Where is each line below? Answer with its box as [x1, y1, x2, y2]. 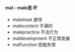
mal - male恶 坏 [5, 4, 37, 10]
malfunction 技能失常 [12, 41, 56, 47]
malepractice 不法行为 [12, 29, 58, 35]
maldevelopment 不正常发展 [12, 35, 70, 41]
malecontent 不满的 [12, 23, 53, 29]
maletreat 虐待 [12, 16, 42, 22]
